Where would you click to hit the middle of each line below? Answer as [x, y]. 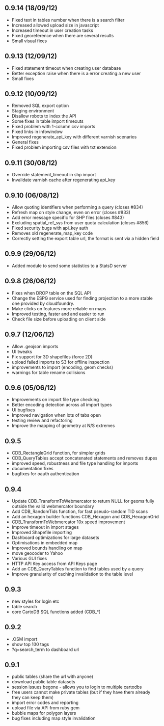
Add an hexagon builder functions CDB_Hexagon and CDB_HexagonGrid [85, 516]
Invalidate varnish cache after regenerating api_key [64, 180]
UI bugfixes [23, 410]
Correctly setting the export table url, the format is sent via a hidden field [85, 239]
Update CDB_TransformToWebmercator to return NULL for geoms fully [83, 501]
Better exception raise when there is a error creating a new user [76, 73]
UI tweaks [22, 351]
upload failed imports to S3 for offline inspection [61, 362]
